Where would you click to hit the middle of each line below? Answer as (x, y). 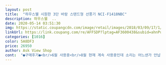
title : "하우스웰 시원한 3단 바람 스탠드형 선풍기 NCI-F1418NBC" (66, 14)
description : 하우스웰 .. (31, 19)
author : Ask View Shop (28, 50)
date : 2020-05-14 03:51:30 (33, 23)
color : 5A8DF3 (20, 42)
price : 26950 (19, 46)
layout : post (19, 10)
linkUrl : (14, 32)
